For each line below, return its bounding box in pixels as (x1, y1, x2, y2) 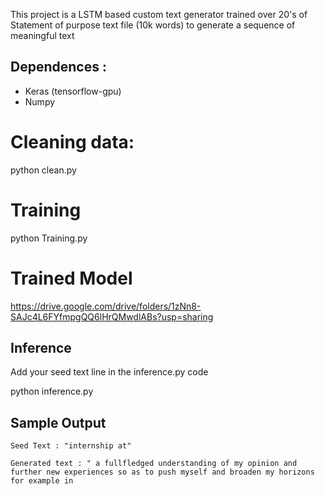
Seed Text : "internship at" (10, 441, 132, 451)
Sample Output (10, 414, 107, 431)
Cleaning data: (10, 131, 135, 153)
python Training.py (10, 232, 88, 244)
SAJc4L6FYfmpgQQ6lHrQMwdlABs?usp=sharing (10, 310, 214, 323)
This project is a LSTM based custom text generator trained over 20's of (10, 9, 308, 20)
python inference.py (10, 385, 94, 398)
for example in (10, 476, 74, 486)
